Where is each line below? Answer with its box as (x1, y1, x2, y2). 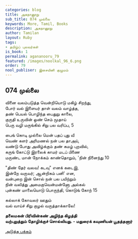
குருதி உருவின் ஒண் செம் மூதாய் (5, 116, 66, 122)
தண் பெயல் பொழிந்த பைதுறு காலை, (5, 110, 73, 116)
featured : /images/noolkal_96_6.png (5, 58, 81, 63)
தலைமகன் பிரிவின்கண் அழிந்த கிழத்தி (5, 212, 77, 218)
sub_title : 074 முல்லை (5, 16, 50, 21)
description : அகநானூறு (5, 26, 52, 31)
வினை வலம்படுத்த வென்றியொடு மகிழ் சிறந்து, (5, 99, 91, 105)
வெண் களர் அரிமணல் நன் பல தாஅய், (5, 137, 79, 143)
